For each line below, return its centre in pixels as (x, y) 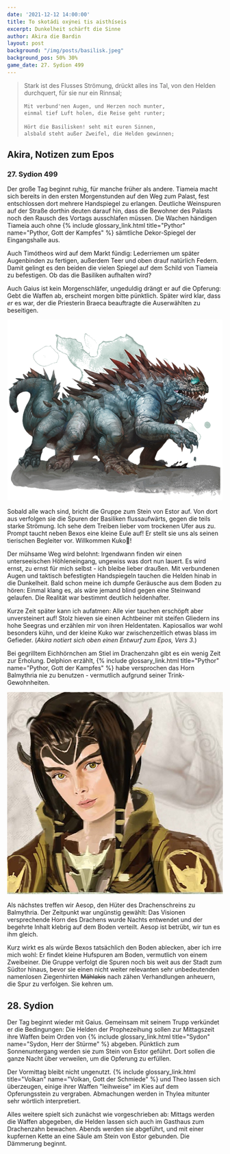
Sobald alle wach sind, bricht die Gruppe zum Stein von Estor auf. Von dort (112, 511)
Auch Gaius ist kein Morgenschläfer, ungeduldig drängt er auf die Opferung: (114, 289)
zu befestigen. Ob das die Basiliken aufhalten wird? (79, 275)
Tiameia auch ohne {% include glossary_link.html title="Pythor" (97, 226)
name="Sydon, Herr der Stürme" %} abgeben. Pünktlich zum (93, 1044)
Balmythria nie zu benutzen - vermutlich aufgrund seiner (87, 675)
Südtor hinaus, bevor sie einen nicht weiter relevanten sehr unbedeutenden (113, 969)
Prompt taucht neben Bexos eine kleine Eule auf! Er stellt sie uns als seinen (113, 533)
